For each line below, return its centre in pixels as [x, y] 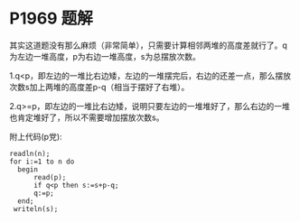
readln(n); [30, 153]
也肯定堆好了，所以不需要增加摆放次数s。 [87, 117]
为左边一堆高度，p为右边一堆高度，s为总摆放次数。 [105, 56]
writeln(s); [36, 208]
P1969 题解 [51, 18]
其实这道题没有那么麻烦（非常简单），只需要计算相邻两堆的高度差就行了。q [148, 45]
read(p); [50, 177]
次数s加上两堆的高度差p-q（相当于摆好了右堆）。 [99, 87]
